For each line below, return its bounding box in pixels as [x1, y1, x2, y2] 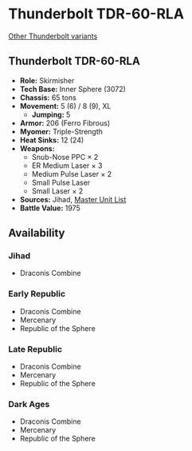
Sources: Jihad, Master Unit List [19, 194, 127, 204]
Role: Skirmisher [19, 75, 75, 85]
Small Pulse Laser [31, 178, 91, 187]
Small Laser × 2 [31, 186, 84, 196]
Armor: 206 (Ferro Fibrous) [19, 118, 110, 128]
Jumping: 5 [31, 110, 71, 119]
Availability [8, 226, 65, 240]
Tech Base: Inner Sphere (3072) [19, 84, 126, 94]
